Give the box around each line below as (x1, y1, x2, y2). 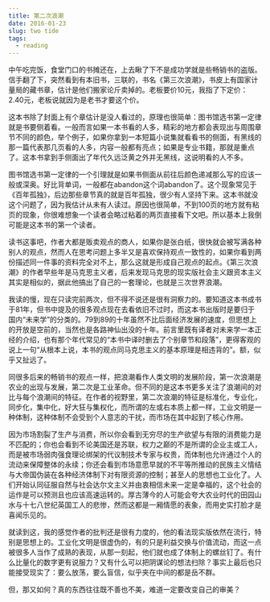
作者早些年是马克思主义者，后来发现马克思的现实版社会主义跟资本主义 (29, 268, 262, 277)
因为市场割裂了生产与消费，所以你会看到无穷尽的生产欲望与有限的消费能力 (8, 430, 255, 439)
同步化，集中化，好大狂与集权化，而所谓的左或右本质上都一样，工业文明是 (8, 402, 255, 412)
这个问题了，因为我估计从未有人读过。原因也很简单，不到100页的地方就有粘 (8, 200, 260, 210)
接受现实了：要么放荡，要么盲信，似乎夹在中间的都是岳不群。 (14, 567, 219, 577)
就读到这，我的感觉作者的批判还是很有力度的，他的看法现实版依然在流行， (8, 527, 255, 537)
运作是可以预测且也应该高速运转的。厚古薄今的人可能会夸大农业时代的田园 (8, 490, 255, 500)
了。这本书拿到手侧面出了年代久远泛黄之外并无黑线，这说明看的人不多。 (8, 152, 247, 162)
